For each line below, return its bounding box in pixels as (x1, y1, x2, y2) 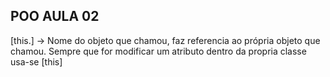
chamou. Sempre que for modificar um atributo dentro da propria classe (10, 45, 307, 57)
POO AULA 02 (10, 8, 100, 25)
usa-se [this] (10, 55, 63, 68)
